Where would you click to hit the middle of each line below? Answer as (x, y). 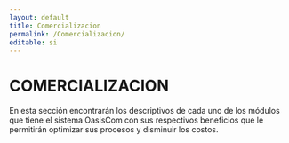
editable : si (33, 42)
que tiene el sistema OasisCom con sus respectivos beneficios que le (136, 120)
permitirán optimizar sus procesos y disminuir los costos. (114, 130)
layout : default (39, 17)
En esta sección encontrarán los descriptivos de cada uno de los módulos (144, 111)
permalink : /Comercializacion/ (67, 34)
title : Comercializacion (55, 26)
